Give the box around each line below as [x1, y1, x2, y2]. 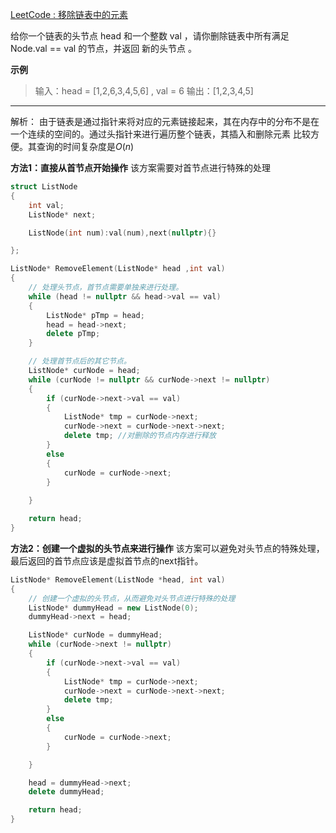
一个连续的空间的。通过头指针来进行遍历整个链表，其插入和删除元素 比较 [10, 128, 311, 140]
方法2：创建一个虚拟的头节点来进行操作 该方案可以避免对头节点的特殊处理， [10, 542, 325, 554]
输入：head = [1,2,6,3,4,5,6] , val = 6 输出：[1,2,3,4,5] [34, 85, 254, 97]
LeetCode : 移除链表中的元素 [10, 9, 129, 20]
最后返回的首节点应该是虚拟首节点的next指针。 [10, 554, 204, 567]
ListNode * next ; [28, 209, 97, 220]
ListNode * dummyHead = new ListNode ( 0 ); [28, 603, 199, 613]
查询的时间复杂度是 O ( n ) [36, 141, 135, 152]
